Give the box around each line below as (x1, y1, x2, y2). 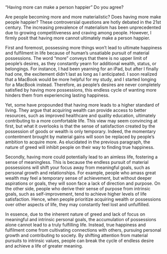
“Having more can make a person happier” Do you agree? (5, 4, 124, 10)
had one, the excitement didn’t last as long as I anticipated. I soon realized (5, 71, 158, 77)
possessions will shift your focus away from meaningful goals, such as (5, 164, 151, 170)
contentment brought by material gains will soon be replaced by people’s (5, 134, 155, 139)
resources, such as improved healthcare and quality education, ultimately (5, 113, 156, 119)
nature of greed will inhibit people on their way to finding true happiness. (5, 144, 155, 150)
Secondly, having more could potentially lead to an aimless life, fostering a (5, 154, 158, 160)
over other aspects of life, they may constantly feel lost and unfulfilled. (5, 202, 150, 207)
